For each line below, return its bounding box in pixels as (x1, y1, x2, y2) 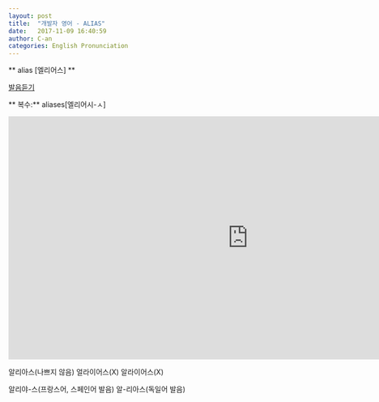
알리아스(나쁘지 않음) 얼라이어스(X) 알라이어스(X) (8, 367, 164, 377)
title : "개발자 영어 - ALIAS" (8, 19, 105, 28)
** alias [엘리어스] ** (8, 66, 75, 75)
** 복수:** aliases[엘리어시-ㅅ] (8, 100, 107, 109)
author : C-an (8, 34, 53, 43)
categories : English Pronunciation (8, 42, 129, 50)
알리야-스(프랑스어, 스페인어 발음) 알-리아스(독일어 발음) (8, 384, 186, 394)
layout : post (8, 11, 53, 20)
